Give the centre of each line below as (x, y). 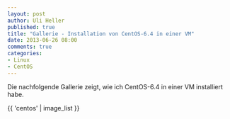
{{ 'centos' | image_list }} (44, 108)
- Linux (19, 60)
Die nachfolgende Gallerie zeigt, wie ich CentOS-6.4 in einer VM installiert (115, 86)
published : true (31, 27)
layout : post (27, 14)
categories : (25, 54)
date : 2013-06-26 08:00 (42, 40)
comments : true (30, 47)
